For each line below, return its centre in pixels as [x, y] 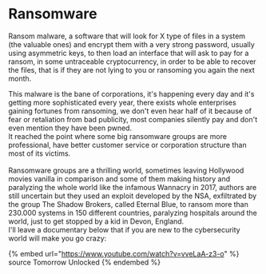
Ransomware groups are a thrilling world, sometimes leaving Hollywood [126, 170]
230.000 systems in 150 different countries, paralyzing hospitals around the [133, 212]
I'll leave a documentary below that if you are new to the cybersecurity [125, 229]
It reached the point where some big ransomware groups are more [118, 136]
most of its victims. [40, 153]
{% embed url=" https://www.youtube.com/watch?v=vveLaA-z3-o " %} [124, 253]
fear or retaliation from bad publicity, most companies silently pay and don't [133, 119]
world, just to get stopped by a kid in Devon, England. [96, 221]
